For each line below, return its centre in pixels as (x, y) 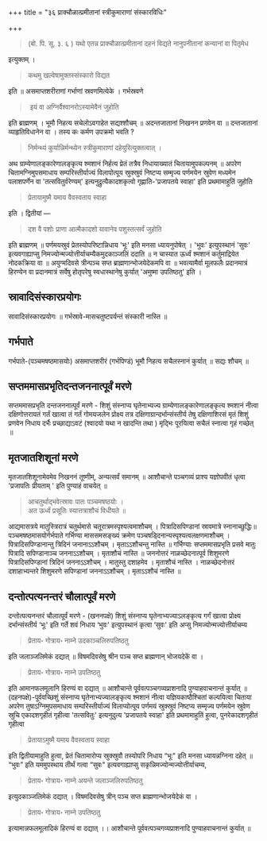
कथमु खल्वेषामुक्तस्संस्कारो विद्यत (68, 75)
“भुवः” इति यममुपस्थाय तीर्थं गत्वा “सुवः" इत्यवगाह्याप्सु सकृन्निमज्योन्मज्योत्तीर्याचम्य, (107, 765)
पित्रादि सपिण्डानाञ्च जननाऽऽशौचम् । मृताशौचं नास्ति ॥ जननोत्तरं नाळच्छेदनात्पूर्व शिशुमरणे (119, 554)
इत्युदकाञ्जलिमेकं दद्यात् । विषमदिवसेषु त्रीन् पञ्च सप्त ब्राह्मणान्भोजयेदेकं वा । (103, 797)
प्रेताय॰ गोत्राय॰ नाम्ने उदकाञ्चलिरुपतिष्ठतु (78, 641)
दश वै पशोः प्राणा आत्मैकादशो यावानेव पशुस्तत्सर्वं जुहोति (95, 229)
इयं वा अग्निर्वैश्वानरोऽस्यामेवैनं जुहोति (74, 107)
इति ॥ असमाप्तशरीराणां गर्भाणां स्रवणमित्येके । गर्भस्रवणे (76, 91)
